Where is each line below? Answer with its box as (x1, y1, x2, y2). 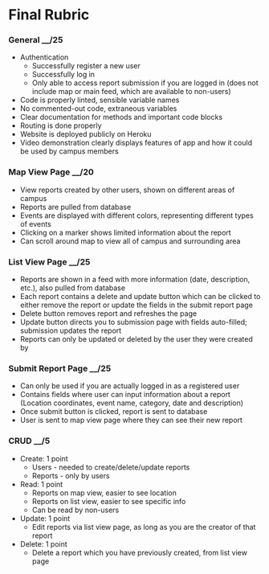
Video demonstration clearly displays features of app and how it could (19, 138, 253, 148)
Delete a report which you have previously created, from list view (31, 547, 247, 557)
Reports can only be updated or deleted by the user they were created (19, 334, 253, 344)
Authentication (19, 52, 69, 62)
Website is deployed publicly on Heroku (19, 129, 152, 139)
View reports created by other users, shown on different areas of (19, 185, 235, 195)
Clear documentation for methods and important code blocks (19, 113, 223, 122)
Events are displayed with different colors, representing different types (19, 211, 255, 220)
